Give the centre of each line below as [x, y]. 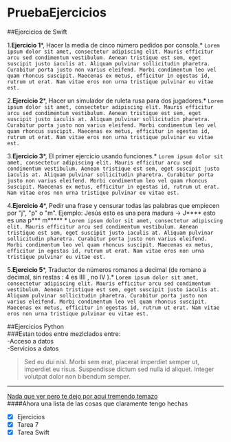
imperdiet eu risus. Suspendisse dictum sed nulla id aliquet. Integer [119, 369]
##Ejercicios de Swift [37, 32]
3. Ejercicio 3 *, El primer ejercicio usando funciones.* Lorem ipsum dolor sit [115, 156]
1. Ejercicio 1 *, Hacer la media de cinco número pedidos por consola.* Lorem [113, 45]
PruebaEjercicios [57, 13]
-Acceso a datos [30, 341]
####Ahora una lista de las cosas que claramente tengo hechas [98, 403]
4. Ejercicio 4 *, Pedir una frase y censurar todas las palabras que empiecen [113, 205]
